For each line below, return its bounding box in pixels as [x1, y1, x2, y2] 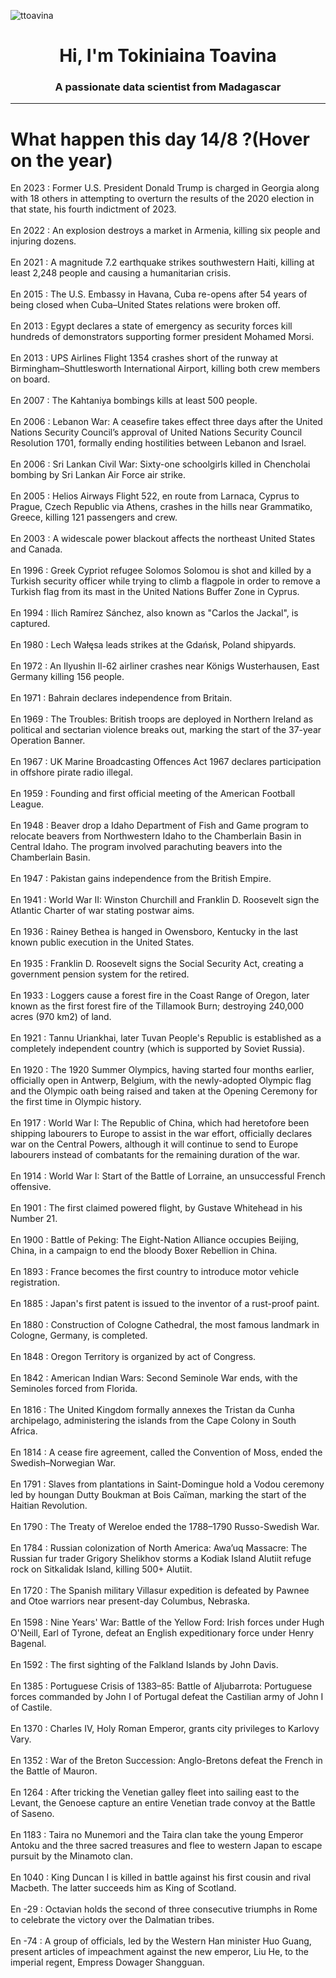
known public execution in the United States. [10, 936, 195, 949]
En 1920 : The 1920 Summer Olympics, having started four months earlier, [10, 1064, 315, 1076]
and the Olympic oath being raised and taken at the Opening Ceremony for [10, 1085, 318, 1097]
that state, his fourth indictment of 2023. [10, 203, 177, 215]
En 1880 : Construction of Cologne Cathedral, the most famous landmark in [10, 1319, 320, 1331]
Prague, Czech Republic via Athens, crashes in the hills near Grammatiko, [10, 501, 313, 513]
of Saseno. [10, 1808, 55, 1820]
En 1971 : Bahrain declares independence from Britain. [10, 692, 233, 704]
